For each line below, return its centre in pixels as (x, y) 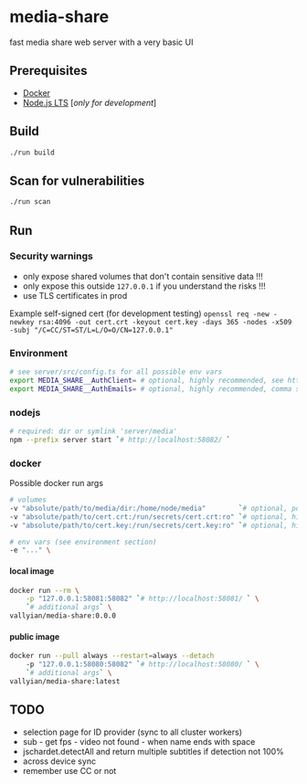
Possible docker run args (56, 483)
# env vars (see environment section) (83, 542)
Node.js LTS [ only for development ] (90, 102)
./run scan (30, 202)
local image (32, 571)
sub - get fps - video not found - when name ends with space (139, 741)
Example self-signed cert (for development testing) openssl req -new (139, 313)
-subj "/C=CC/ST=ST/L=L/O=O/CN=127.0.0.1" (91, 330)
